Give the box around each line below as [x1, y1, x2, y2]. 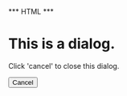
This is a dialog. [8, 35, 116, 53]
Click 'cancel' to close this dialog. [8, 61, 120, 70]
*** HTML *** [8, 7, 54, 16]
